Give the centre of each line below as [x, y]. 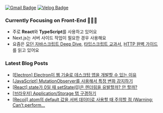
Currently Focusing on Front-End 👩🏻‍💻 [51, 20]
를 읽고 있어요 [26, 50]
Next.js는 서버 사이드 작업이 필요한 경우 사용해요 [59, 38]
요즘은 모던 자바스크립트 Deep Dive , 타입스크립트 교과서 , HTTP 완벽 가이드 [85, 44]
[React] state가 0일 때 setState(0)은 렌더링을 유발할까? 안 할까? [75, 87]
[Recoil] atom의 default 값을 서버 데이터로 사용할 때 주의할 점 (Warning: [82, 99]
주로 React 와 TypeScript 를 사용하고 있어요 [55, 32]
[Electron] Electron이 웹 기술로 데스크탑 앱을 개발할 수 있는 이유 [74, 75]
